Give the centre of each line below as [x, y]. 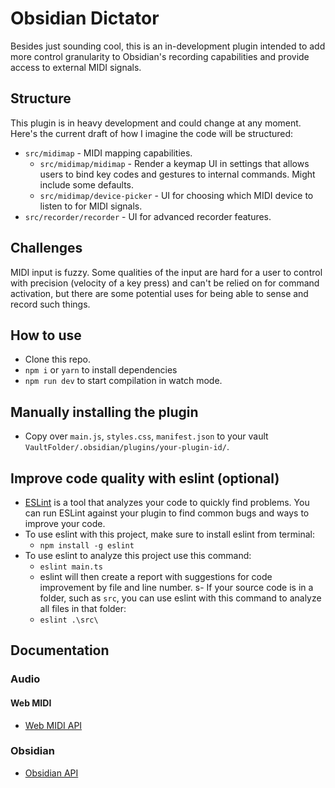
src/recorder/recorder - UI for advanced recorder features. [148, 216]
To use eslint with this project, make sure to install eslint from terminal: [169, 534]
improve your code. [65, 523]
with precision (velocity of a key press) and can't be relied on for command [165, 283]
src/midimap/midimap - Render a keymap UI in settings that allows [174, 163]
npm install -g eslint [87, 546]
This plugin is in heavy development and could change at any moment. [156, 123]
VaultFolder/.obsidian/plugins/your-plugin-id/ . [127, 447]
